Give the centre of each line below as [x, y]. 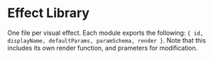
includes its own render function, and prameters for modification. [103, 48]
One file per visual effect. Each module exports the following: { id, [105, 33]
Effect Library [49, 13]
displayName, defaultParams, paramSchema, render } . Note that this [107, 40]
